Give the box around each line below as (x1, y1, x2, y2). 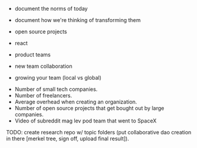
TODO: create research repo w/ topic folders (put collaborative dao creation (6, 129, 192, 136)
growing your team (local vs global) (14, 74, 102, 81)
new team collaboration (14, 62, 72, 70)
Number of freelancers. (14, 92, 72, 99)
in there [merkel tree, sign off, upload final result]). (6, 135, 129, 142)
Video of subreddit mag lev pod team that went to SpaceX (14, 117, 157, 124)
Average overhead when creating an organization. (14, 98, 138, 105)
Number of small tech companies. (14, 86, 98, 93)
